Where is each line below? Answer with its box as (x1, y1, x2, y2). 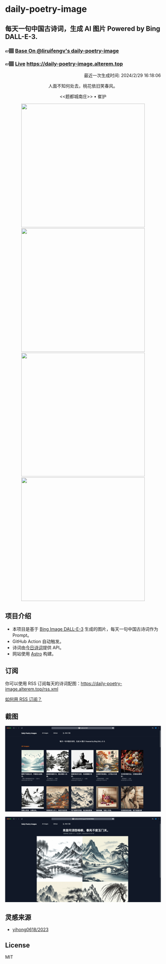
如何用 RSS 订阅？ (5, 696, 42, 702)
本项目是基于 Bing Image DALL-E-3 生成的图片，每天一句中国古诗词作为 (12, 626, 159, 632)
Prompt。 (12, 632, 32, 638)
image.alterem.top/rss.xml (5, 686, 58, 692)
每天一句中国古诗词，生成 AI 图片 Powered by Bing (5, 24, 161, 33)
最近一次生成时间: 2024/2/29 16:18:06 (83, 72, 161, 78)
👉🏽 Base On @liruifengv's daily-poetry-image (5, 47, 119, 54)
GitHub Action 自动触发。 (12, 638, 64, 644)
